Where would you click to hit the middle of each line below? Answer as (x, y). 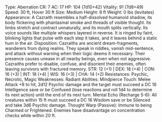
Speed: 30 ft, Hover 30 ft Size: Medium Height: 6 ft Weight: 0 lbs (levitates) (80, 12)
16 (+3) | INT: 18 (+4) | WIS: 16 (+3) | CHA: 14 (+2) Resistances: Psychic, (77, 74)
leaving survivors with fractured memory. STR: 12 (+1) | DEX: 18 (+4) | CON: (80, 69)
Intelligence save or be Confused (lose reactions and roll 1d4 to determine (79, 90)
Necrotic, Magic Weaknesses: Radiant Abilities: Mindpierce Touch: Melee (78, 79)
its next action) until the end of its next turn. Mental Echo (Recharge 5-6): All (81, 95)
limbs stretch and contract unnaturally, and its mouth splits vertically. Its (77, 28)
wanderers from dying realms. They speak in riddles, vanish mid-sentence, (80, 48)
